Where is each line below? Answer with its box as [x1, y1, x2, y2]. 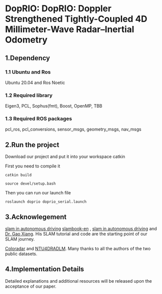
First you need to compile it [5, 163, 60, 169]
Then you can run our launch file [5, 190, 71, 196]
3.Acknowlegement [5, 213, 67, 221]
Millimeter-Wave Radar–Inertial [5, 24, 135, 35]
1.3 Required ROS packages [5, 115, 72, 122]
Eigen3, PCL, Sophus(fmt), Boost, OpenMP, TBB [5, 103, 103, 109]
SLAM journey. [5, 236, 35, 242]
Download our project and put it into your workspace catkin [5, 154, 125, 160]
